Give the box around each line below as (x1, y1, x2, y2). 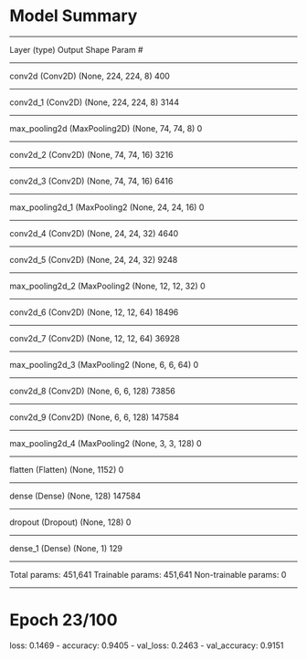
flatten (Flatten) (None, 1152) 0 (9, 464, 124, 475)
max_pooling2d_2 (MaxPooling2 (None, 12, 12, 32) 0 (9, 280, 206, 291)
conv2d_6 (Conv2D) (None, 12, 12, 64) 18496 (9, 307, 179, 318)
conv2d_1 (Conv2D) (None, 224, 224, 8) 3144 (9, 97, 180, 108)
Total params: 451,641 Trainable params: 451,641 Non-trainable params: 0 (9, 569, 287, 580)
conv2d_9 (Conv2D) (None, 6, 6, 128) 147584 (9, 412, 180, 423)
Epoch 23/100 (9, 610, 118, 631)
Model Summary (9, 5, 138, 26)
